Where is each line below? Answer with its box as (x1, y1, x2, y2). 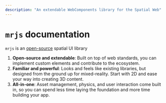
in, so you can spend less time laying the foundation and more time (12, 87, 151, 93)
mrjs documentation (5, 28, 90, 40)
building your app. (12, 92, 50, 98)
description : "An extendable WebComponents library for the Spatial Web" (5, 7, 162, 12)
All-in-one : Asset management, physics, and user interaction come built (12, 81, 161, 87)
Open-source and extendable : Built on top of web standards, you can (12, 55, 157, 61)
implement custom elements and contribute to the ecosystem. (12, 60, 140, 66)
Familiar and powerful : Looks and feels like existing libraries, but (12, 65, 146, 71)
